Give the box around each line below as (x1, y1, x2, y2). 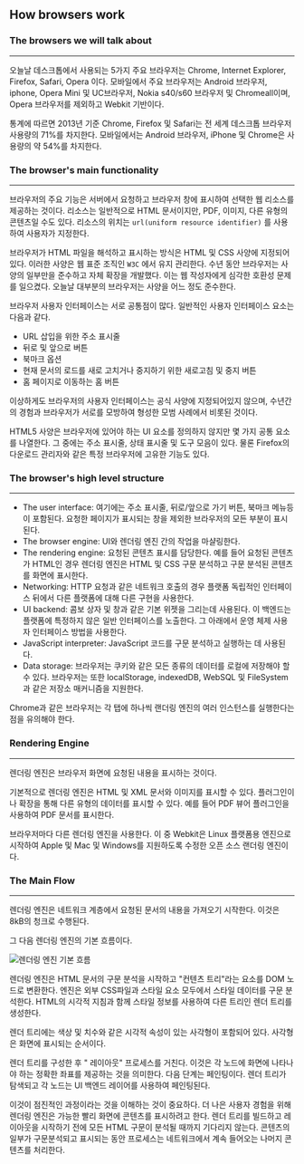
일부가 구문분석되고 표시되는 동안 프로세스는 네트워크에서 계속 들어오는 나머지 (9, 1132, 283, 1144)
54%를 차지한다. (43, 140, 102, 151)
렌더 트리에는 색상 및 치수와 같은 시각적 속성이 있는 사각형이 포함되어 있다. (9, 1026, 270, 1037)
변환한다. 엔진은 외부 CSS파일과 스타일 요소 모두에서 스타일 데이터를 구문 (25, 985, 283, 996)
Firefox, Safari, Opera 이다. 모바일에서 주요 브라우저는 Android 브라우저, (9, 76, 268, 87)
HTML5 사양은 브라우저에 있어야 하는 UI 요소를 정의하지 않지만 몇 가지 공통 (9, 426, 274, 437)
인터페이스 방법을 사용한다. (32, 627, 128, 638)
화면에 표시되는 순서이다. (18, 1037, 107, 1049)
